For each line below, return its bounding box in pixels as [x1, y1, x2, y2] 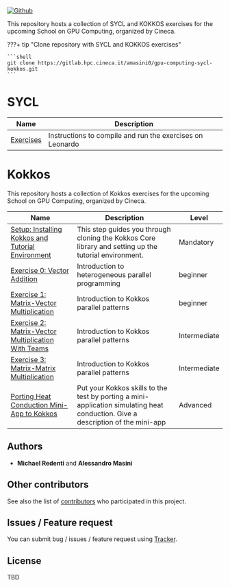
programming [77, 278, 121, 288]
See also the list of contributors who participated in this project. [7, 497, 187, 505]
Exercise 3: [10, 355, 47, 364]
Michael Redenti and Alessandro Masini [16, 459, 133, 467]
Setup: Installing [10, 224, 63, 234]
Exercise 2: [10, 318, 47, 327]
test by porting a [77, 392, 130, 401]
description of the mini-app [77, 417, 166, 427]
